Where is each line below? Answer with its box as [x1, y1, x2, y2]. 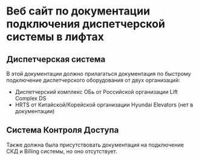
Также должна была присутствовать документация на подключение [6, 141, 184, 148]
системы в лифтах [6, 30, 104, 44]
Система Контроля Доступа [6, 125, 119, 136]
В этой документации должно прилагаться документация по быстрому [6, 70, 192, 77]
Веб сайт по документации [6, 4, 150, 18]
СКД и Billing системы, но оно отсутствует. [6, 147, 117, 155]
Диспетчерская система [6, 54, 106, 64]
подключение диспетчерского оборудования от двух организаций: [6, 77, 180, 84]
